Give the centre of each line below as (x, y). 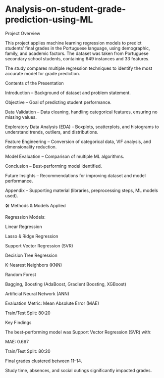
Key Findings (18, 322)
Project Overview (23, 33)
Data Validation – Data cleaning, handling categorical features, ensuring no (81, 112)
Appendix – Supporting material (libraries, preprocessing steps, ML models (82, 190)
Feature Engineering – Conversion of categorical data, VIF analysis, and (78, 142)
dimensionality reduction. (31, 146)
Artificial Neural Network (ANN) (37, 293)
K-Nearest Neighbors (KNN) (34, 265)
